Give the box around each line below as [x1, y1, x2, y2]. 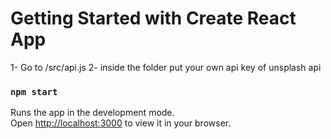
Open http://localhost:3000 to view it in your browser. [10, 117, 232, 129]
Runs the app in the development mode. [10, 107, 175, 119]
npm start [10, 86, 58, 97]
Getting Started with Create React [10, 7, 297, 30]
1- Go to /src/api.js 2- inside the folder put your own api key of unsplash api [10, 61, 322, 73]
